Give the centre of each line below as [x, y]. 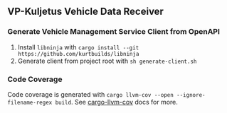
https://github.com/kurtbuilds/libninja [78, 54]
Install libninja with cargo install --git [78, 47]
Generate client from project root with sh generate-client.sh [107, 61]
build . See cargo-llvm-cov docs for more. [116, 102]
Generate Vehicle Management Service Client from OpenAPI [114, 32]
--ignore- [191, 95]
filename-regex [30, 102]
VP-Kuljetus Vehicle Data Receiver [85, 12]
